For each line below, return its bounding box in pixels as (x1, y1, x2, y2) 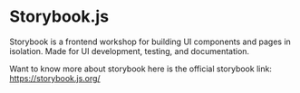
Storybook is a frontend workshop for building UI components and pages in (9, 36, 292, 47)
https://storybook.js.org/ (9, 72, 102, 83)
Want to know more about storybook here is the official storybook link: (9, 63, 272, 74)
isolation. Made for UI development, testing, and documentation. (9, 45, 250, 56)
